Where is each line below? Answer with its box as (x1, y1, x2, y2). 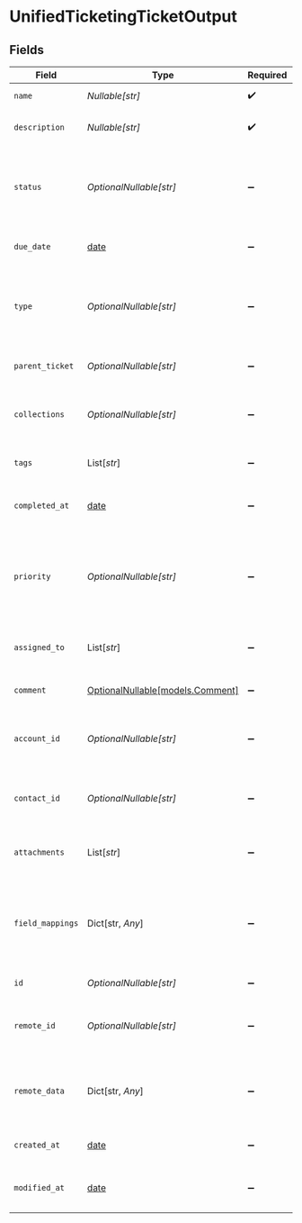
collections (13, 410, 66, 420)
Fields (9, 42, 45, 58)
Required (247, 69, 288, 81)
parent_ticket (13, 361, 75, 371)
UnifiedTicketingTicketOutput (9, 6, 238, 27)
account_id (13, 734, 60, 744)
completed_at (13, 501, 70, 511)
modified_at (13, 1182, 66, 1192)
